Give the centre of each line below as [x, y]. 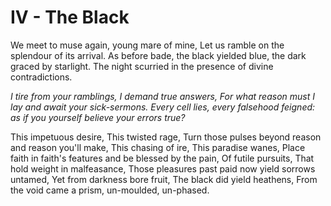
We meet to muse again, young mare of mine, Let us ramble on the [147, 45]
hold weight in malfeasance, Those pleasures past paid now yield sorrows [163, 168]
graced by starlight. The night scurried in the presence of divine [142, 66]
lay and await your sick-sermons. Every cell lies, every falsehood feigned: [163, 107]
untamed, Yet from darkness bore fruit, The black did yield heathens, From [164, 179]
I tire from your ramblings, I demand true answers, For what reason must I [162, 96]
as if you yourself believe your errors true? [98, 117]
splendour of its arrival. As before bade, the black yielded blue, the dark [158, 55]
